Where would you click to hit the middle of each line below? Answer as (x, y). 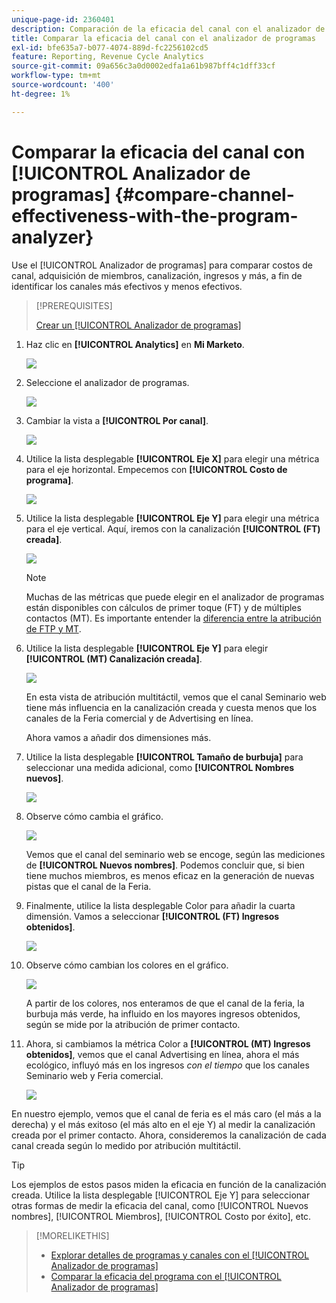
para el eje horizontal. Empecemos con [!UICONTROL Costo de (156, 469)
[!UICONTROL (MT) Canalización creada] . (114, 658)
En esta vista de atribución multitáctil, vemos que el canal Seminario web (176, 697)
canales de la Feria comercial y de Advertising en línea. (139, 718)
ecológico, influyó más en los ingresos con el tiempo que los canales (167, 1065)
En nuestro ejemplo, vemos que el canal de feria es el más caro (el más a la (166, 1113)
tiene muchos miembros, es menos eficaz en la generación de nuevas (170, 875)
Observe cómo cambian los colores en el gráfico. (127, 965)
